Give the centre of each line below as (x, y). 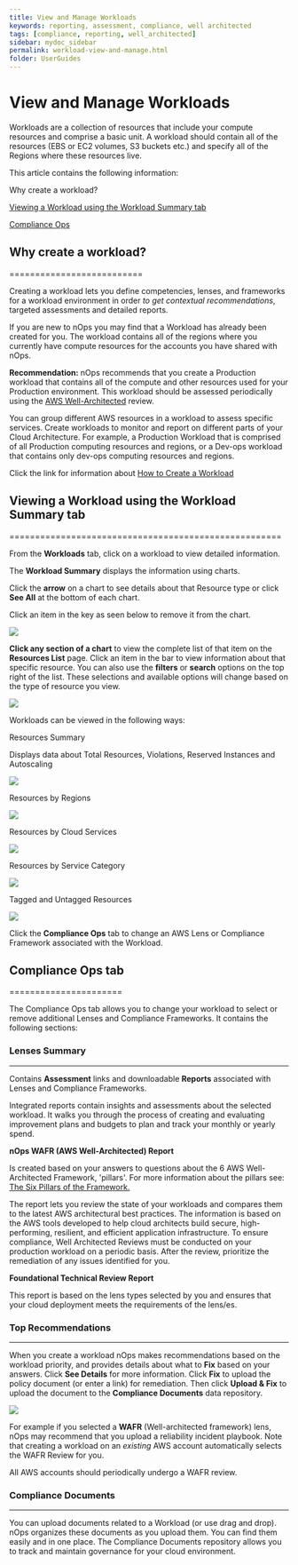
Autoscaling (31, 764)
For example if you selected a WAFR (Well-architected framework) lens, (141, 1426)
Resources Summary (47, 737)
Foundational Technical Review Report (82, 1278)
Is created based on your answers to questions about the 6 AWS (127, 1168)
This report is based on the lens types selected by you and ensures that (141, 1295)
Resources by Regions (50, 798)
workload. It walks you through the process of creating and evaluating (137, 1115)
